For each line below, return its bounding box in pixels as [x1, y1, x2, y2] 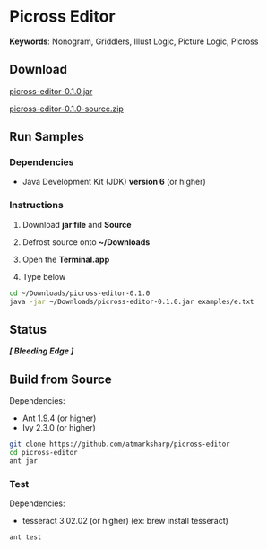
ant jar [9, 456, 39, 466]
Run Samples [9, 129, 85, 144]
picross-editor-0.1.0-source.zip [9, 103, 124, 114]
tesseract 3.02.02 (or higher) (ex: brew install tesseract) [22, 516, 228, 527]
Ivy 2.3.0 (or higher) [22, 423, 96, 433]
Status [9, 321, 47, 337]
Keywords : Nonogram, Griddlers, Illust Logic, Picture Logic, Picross [9, 36, 259, 47]
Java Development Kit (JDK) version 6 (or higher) [22, 177, 206, 187]
